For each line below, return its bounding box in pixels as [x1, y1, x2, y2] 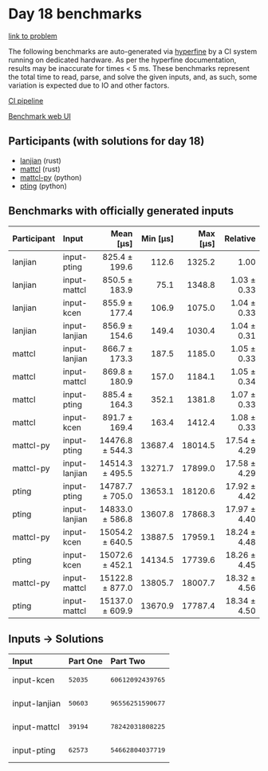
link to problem [8, 31, 57, 41]
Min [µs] [140, 233, 174, 244]
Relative [224, 233, 256, 244]
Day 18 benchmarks [8, 5, 142, 23]
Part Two [110, 655, 146, 667]
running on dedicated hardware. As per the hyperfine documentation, [8, 55, 237, 65]
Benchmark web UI [8, 111, 72, 120]
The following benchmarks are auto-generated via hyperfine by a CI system [8, 46, 258, 56]
